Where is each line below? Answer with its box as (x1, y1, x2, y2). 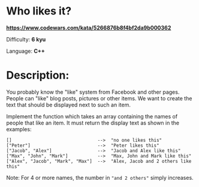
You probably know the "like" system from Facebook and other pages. (6, 88, 180, 96)
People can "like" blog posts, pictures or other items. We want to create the (6, 94, 192, 102)
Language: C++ (6, 47, 45, 55)
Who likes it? (6, 4, 72, 18)
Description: (6, 69, 70, 82)
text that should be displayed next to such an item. (6, 101, 131, 108)
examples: (6, 125, 32, 133)
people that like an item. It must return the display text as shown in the (6, 119, 180, 126)
